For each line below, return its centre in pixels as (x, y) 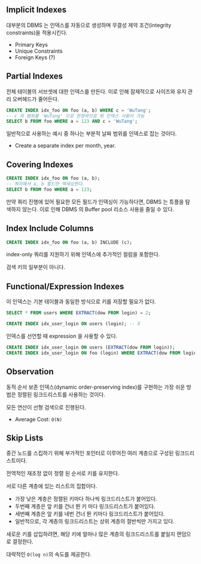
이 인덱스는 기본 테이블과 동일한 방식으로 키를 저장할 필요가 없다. (81, 302)
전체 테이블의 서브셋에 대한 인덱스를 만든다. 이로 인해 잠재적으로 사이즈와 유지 (96, 91)
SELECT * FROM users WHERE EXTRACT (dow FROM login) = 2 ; (79, 313)
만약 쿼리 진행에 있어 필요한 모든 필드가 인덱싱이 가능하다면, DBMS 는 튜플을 (95, 202)
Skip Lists (25, 438)
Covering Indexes (40, 164)
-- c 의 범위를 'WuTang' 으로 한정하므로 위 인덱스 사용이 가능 (75, 116)
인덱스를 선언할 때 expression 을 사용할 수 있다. (62, 336)
